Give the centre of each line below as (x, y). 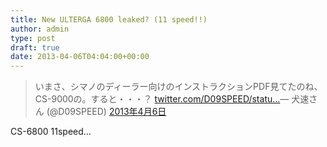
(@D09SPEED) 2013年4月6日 (106, 112)
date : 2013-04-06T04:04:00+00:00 (80, 57)
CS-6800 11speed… (51, 132)
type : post (33, 38)
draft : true (35, 47)
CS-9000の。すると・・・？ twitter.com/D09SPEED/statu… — (162, 99)
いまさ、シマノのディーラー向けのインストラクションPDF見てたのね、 (178, 87)
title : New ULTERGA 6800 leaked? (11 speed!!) (109, 19)
